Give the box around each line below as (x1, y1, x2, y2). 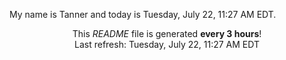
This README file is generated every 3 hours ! (72, 28, 262, 39)
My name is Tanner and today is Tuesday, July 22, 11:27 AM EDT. (9, 9, 277, 20)
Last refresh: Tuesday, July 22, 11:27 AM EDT (74, 39, 260, 50)
